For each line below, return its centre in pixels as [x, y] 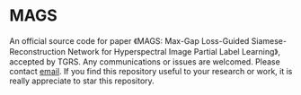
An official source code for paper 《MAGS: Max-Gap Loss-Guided [129, 40]
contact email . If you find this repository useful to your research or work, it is [151, 71]
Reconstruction [37, 51]
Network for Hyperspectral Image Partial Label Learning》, [174, 51]
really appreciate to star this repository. [82, 81]
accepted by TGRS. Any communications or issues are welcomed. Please [145, 61]
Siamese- [269, 40]
